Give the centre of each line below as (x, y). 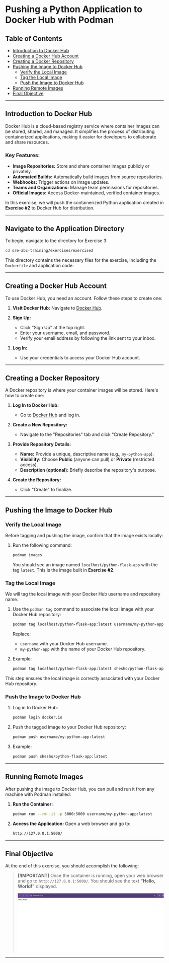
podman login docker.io (37, 718)
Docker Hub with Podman (60, 20)
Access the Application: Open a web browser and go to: (71, 824)
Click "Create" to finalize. (46, 490)
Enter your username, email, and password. (65, 333)
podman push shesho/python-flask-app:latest (60, 757)
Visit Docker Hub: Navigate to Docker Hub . (57, 308)
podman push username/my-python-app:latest (59, 737)
